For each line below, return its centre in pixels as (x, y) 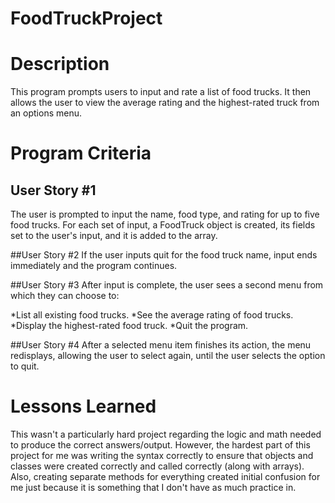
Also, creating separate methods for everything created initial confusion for (165, 477)
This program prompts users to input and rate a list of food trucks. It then (161, 92)
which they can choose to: (65, 296)
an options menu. (46, 113)
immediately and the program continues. (94, 266)
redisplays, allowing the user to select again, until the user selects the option (168, 356)
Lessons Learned (83, 406)
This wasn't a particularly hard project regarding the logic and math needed (166, 434)
